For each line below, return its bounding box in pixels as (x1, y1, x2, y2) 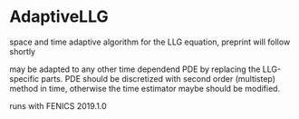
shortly (9, 45, 36, 56)
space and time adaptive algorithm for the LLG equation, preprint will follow (9, 36, 291, 47)
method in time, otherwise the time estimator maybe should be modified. (9, 83, 281, 94)
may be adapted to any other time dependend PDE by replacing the (9, 64, 261, 74)
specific (9, 73, 40, 84)
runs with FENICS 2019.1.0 (9, 100, 107, 111)
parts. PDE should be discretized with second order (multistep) (41, 73, 276, 84)
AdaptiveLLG (9, 6, 109, 27)
